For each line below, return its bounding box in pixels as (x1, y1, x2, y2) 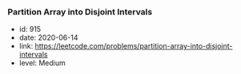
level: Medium (18, 58, 66, 68)
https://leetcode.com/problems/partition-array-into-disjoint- (34, 41, 233, 51)
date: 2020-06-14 (18, 33, 78, 42)
